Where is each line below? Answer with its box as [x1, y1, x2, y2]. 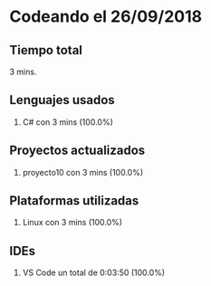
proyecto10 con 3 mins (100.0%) [22, 167, 144, 177]
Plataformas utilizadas [9, 193, 139, 209]
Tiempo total [9, 43, 83, 58]
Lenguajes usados [9, 92, 115, 108]
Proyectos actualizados [9, 143, 146, 158]
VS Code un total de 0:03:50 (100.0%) [22, 267, 166, 278]
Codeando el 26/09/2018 [9, 6, 202, 27]
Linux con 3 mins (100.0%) [22, 217, 123, 228]
